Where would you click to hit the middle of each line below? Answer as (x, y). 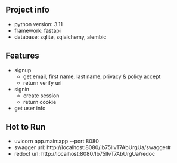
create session (41, 96)
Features (22, 56)
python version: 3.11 (38, 24)
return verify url (42, 82)
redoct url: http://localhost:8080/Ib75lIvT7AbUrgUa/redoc (85, 154)
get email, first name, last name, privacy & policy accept (92, 76)
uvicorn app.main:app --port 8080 (57, 141)
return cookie (40, 102)
